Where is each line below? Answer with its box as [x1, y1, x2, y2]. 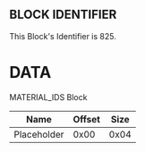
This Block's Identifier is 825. [9, 30, 116, 41]
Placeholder [13, 128, 64, 140]
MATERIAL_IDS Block [9, 91, 88, 102]
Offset [72, 113, 101, 125]
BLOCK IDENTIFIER [9, 7, 117, 22]
